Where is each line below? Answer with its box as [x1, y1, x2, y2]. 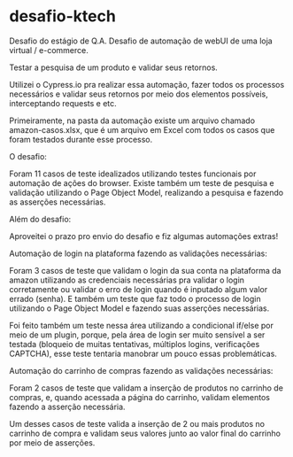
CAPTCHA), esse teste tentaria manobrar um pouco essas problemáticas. [9, 348, 277, 359]
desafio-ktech [9, 6, 117, 27]
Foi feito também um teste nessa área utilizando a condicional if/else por [9, 320, 274, 330]
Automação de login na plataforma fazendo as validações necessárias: [9, 248, 267, 259]
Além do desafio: [9, 213, 72, 224]
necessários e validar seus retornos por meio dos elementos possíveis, [9, 89, 268, 99]
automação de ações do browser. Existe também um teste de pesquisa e [9, 177, 274, 188]
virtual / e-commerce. [9, 44, 89, 55]
